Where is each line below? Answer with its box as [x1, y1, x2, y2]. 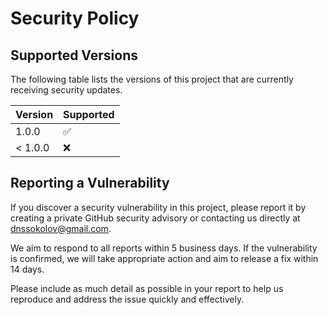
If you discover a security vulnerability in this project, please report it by [10, 201, 307, 213]
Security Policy [10, 7, 140, 30]
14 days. [10, 263, 45, 275]
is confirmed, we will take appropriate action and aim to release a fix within [10, 252, 319, 264]
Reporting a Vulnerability [10, 175, 170, 192]
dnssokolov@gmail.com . [10, 222, 112, 234]
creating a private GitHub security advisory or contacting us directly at [10, 212, 301, 224]
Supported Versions [10, 47, 138, 64]
